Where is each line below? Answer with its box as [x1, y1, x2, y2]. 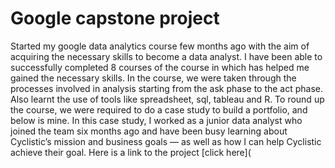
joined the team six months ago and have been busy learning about [10, 125, 288, 137]
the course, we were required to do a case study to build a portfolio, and [10, 103, 308, 116]
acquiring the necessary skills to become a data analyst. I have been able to [10, 50, 323, 62]
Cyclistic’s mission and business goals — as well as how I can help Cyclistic [10, 135, 322, 147]
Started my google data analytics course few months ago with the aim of [10, 40, 310, 52]
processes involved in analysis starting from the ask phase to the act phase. [10, 82, 324, 94]
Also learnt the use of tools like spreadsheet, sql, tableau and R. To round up [10, 93, 325, 105]
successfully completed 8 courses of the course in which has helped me [10, 61, 310, 73]
